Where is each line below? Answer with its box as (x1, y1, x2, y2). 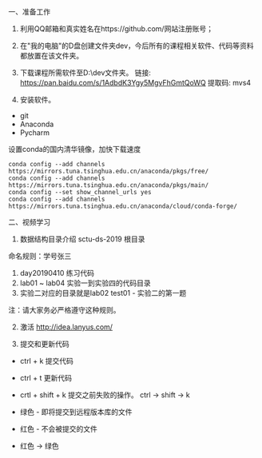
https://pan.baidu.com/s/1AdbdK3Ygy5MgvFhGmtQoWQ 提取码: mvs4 (19, 78, 252, 87)
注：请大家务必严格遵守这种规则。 (8, 305, 121, 314)
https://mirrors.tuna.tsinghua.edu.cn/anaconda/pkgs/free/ (8, 167, 209, 175)
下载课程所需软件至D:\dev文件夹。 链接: (19, 68, 152, 78)
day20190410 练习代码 (19, 269, 94, 277)
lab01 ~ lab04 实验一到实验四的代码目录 (19, 278, 151, 288)
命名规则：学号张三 (8, 251, 72, 261)
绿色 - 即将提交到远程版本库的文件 (19, 407, 133, 416)
